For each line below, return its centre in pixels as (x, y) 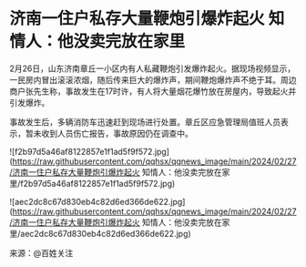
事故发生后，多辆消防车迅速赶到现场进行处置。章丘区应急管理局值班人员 (145, 122)
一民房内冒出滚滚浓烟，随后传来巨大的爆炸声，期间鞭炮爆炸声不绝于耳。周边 (153, 79)
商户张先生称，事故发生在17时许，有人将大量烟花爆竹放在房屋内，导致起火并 (153, 91)
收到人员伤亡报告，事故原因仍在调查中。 (117, 133)
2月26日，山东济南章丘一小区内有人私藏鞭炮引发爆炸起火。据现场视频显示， (153, 68)
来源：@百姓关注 (41, 252)
